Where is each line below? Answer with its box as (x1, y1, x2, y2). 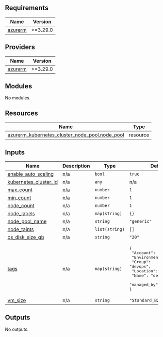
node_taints (7, 226, 34, 233)
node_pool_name (7, 218, 47, 225)
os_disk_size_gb (7, 234, 45, 241)
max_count (7, 186, 33, 193)
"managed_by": (129, 282, 161, 287)
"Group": (131, 259, 151, 265)
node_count (7, 202, 35, 209)
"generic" (129, 219, 152, 224)
